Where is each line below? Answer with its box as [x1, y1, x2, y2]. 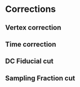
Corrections [5, 3, 56, 15]
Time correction [5, 40, 56, 48]
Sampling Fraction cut [5, 74, 75, 83]
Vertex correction [5, 23, 61, 32]
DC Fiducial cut [5, 57, 54, 66]
